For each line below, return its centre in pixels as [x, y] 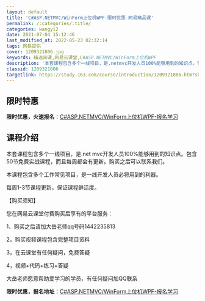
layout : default [27, 12]
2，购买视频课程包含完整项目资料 [48, 239]
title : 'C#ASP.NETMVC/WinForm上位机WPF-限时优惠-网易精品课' [80, 18]
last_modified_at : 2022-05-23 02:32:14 [57, 40]
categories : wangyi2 [33, 29]
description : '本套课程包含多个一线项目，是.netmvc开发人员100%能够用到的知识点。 [102, 63]
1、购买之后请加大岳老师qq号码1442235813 [61, 226]
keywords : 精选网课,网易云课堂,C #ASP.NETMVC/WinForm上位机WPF [81, 58]
